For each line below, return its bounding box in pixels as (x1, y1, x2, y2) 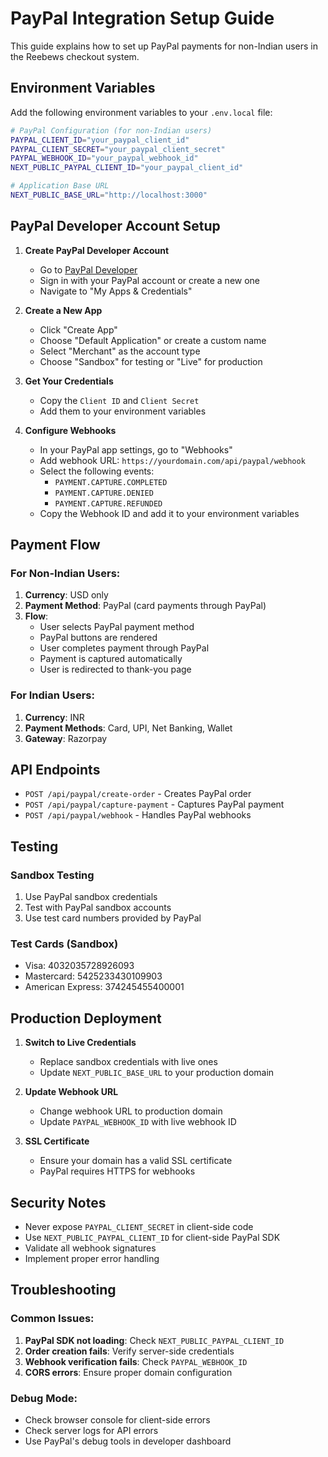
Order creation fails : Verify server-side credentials (24, 1345, 235, 1357)
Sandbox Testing (10, 868, 95, 882)
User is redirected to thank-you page (39, 663, 192, 676)
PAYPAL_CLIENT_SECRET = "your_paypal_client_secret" (10, 144, 226, 154)
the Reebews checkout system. (10, 50, 140, 62)
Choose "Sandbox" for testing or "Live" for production (39, 355, 263, 367)
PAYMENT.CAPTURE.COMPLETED (54, 477, 168, 487)
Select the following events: (39, 465, 155, 477)
